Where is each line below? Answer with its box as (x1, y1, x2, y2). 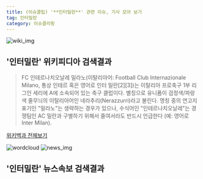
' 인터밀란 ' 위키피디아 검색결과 (6, 56, 112, 67)
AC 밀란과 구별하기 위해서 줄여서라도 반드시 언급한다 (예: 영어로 (37, 112, 190, 120)
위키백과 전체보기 (6, 132, 48, 139)
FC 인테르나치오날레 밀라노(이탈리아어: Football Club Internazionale (21, 74, 186, 82)
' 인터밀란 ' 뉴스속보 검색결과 (6, 163, 105, 173)
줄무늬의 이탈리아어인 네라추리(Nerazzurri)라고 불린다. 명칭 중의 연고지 (28, 97, 197, 104)
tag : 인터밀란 (6, 15, 37, 21)
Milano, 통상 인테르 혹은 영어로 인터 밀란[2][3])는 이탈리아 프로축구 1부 (21, 82, 191, 89)
